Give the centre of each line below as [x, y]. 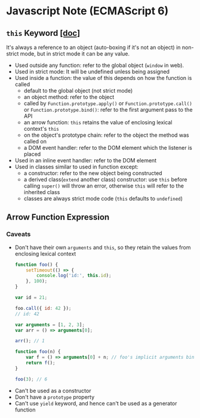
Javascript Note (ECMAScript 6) [87, 11]
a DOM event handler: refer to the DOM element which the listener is [108, 148]
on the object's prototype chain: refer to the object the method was [106, 135]
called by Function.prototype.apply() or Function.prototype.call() [108, 103]
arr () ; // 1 [30, 341]
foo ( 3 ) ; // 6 [31, 379]
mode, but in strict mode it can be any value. [75, 54]
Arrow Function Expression [58, 217]
